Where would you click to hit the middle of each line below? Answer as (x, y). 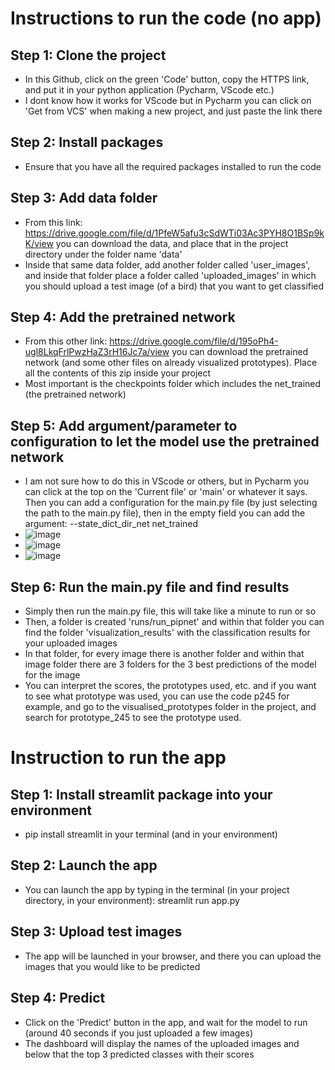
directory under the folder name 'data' (103, 254)
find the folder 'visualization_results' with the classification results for (167, 633)
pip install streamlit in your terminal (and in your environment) (151, 834)
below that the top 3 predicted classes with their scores (139, 1054)
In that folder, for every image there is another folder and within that (164, 654)
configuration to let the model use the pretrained (165, 441)
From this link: (53, 222)
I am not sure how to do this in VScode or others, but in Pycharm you (167, 481)
